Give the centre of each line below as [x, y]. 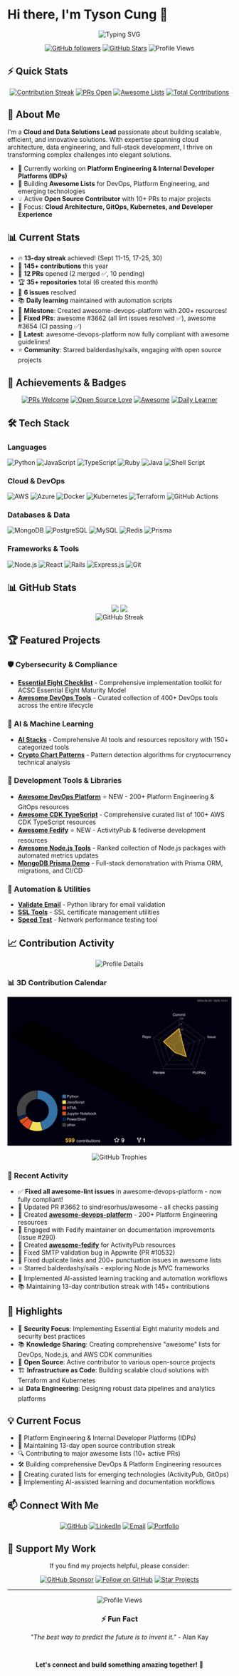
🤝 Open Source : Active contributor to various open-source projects [116, 1362]
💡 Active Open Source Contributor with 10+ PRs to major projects [114, 198]
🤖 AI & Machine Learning [51, 724]
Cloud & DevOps [36, 480]
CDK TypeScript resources [57, 822]
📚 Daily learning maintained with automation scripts [95, 300]
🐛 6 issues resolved [47, 292]
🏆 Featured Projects [54, 640]
